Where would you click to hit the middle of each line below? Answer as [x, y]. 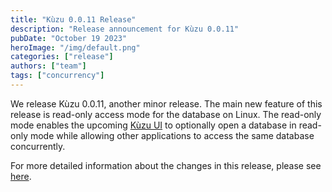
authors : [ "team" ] [48, 66]
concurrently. [38, 146]
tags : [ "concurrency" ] [57, 76]
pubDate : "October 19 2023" [69, 38]
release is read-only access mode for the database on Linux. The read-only [166, 114]
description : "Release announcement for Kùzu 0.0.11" [125, 29]
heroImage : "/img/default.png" [75, 47]
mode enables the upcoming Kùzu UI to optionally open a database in [153, 125]
